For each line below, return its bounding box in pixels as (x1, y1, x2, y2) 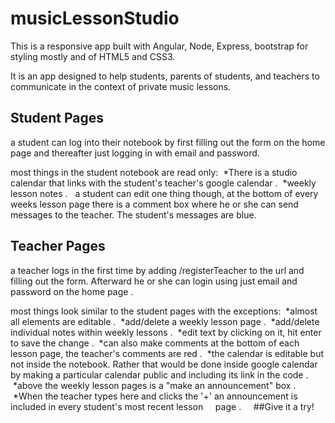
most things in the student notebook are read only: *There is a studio (10, 166, 298, 178)
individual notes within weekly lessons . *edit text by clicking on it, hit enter (10, 326, 322, 338)
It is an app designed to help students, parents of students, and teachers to (10, 70, 320, 82)
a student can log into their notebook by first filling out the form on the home (10, 136, 326, 148)
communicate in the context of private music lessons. (10, 80, 232, 92)
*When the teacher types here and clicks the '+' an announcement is (12, 390, 298, 402)
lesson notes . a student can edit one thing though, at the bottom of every (10, 187, 319, 199)
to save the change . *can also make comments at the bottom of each (10, 337, 300, 349)
